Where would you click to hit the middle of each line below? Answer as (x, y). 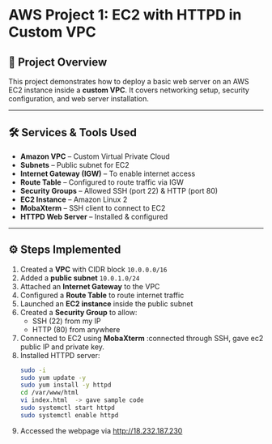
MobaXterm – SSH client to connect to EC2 (93, 207)
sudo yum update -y (53, 378)
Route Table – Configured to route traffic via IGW (102, 182)
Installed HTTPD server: (60, 355)
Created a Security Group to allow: (79, 312)
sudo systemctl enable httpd (69, 415)
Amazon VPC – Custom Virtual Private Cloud (95, 156)
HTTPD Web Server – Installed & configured (94, 216)
